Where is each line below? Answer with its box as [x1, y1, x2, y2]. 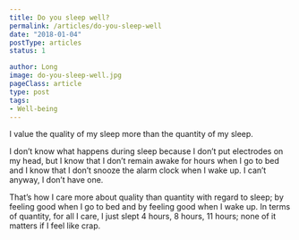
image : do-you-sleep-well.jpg [9, 71, 123, 81]
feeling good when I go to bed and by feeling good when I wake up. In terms [9, 201, 291, 212]
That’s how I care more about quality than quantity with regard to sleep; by [9, 192, 285, 202]
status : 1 [9, 47, 47, 56]
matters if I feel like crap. [9, 220, 101, 231]
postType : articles [9, 38, 82, 47]
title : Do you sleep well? [9, 13, 110, 22]
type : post [9, 87, 50, 97]
